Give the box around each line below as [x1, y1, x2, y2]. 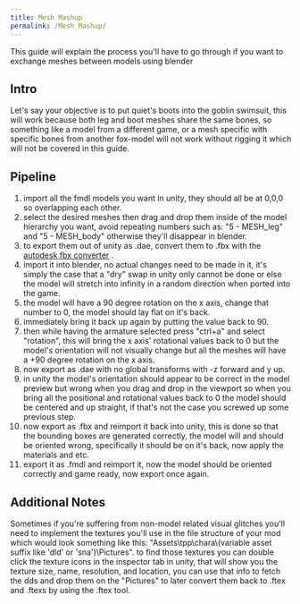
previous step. [22, 412, 77, 422]
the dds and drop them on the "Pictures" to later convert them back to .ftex [10, 574, 287, 586]
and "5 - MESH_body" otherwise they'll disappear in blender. [22, 231, 248, 242]
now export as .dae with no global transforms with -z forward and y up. [22, 364, 286, 375]
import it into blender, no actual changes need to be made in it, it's [22, 259, 267, 270]
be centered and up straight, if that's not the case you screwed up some [22, 402, 289, 413]
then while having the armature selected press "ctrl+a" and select [22, 326, 266, 336]
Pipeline [10, 169, 57, 184]
